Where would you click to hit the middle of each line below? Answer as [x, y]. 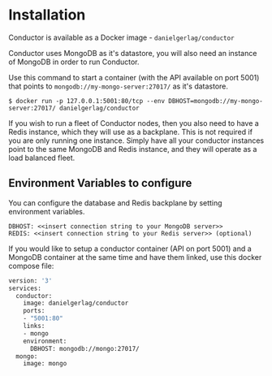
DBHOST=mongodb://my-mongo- [216, 101]
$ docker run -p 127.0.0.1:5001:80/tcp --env [86, 101]
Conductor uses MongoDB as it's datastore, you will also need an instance [133, 53]
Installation [47, 15]
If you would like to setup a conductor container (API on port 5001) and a [130, 249]
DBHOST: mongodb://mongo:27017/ [84, 348]
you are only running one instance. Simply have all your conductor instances [136, 140]
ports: [34, 311]
